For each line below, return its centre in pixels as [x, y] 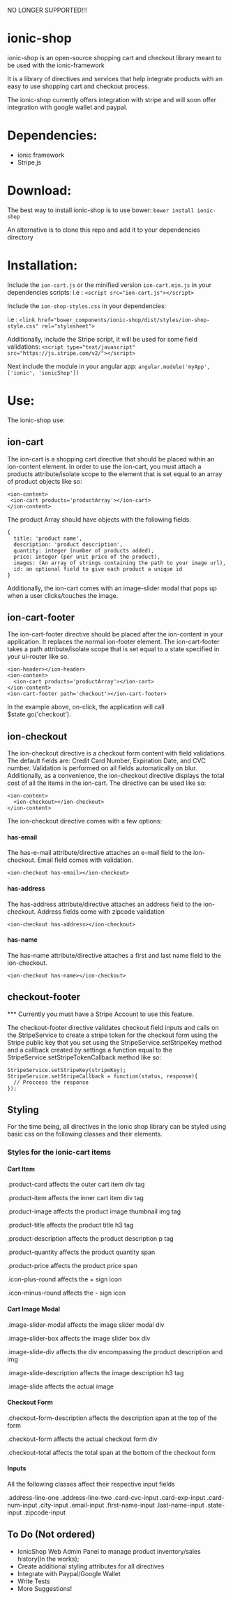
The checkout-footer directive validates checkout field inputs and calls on [113, 1027]
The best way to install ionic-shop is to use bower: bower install [101, 210]
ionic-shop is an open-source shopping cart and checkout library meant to [114, 57]
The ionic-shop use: [36, 420]
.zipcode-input [45, 1512]
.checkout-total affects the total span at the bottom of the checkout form [112, 1452]
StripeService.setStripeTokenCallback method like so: [84, 1057]
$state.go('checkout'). [39, 714]
